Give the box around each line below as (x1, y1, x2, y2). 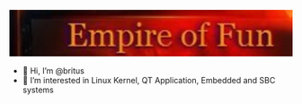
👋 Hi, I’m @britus (22, 65, 85, 76)
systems (22, 84, 54, 95)
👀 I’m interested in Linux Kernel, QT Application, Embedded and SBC (22, 75, 276, 86)
